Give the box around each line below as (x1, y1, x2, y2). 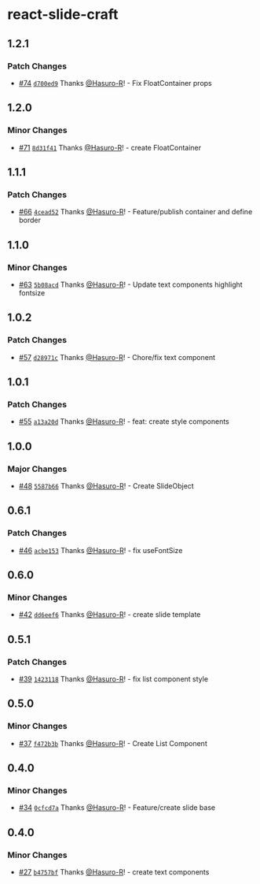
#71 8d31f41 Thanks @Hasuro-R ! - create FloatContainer (18, 143, 202, 152)
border (18, 215, 41, 225)
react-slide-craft (7, 6, 119, 24)
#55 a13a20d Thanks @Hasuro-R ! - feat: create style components (18, 417, 229, 426)
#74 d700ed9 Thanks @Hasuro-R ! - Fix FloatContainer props (18, 78, 213, 87)
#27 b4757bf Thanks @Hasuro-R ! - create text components (18, 867, 210, 877)
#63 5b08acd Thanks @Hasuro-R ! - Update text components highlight (18, 280, 243, 289)
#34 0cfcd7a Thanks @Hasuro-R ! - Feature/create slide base (18, 803, 216, 812)
